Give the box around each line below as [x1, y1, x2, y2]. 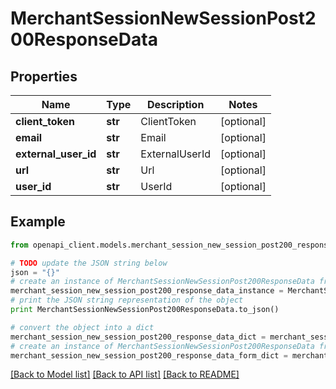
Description [146, 98, 205, 111]
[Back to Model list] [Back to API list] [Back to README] [10, 368, 240, 381]
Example [10, 213, 66, 231]
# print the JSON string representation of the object [10, 295, 244, 306]
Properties [10, 68, 78, 85]
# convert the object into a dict [10, 322, 155, 332]
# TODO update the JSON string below [10, 258, 168, 268]
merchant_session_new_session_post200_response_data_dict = [10, 332, 267, 342]
